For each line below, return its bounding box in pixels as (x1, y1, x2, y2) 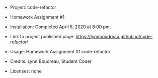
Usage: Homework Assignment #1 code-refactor (10, 49, 111, 54)
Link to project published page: (10, 34, 74, 39)
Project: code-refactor (10, 5, 56, 10)
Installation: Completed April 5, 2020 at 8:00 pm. (10, 24, 111, 30)
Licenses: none (10, 68, 42, 74)
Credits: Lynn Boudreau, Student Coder (10, 58, 92, 64)
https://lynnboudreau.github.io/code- (75, 34, 153, 39)
